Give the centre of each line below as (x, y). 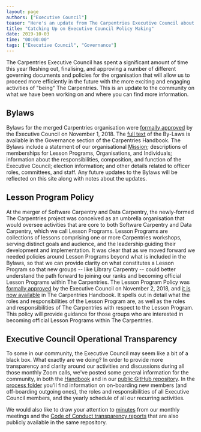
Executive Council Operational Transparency (92, 339)
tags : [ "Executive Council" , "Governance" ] (61, 46)
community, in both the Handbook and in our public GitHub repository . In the (100, 379)
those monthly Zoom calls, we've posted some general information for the (97, 373)
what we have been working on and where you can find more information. (97, 94)
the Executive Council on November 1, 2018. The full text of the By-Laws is (98, 134)
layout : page (22, 12)
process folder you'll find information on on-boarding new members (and (97, 385)
